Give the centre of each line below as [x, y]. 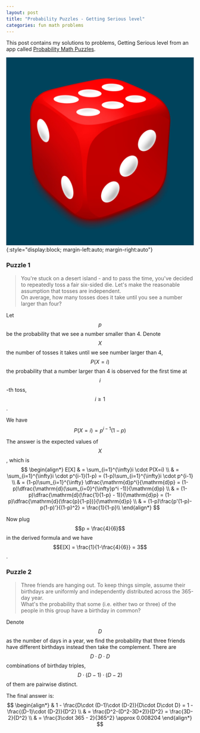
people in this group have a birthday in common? [81, 610]
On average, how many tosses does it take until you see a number [101, 297]
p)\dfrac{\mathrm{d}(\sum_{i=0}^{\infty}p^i [66, 488]
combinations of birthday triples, [46, 666]
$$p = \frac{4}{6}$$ [100, 528]
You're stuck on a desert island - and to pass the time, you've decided [107, 278]
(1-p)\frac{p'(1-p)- [170, 502]
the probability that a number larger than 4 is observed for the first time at [97, 371]
